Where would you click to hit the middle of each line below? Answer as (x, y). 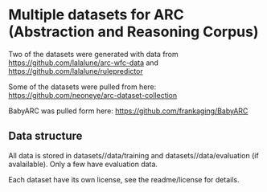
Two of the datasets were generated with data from (93, 54)
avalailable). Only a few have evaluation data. (83, 164)
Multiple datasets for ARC (96, 15)
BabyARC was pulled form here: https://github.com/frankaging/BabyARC (128, 111)
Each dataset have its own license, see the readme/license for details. (124, 179)
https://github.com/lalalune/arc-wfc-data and (84, 63)
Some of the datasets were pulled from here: (82, 87)
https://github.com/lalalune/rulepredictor (76, 71)
